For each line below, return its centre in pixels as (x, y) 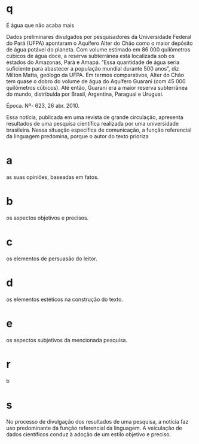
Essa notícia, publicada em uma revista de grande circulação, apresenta (95, 117)
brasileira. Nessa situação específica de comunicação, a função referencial (99, 130)
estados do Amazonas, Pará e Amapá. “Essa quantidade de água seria (93, 62)
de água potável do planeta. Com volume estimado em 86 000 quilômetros (98, 49)
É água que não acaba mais (40, 25)
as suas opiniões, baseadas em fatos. (53, 177)
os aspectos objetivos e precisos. (48, 218)
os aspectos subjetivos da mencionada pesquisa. (67, 340)
